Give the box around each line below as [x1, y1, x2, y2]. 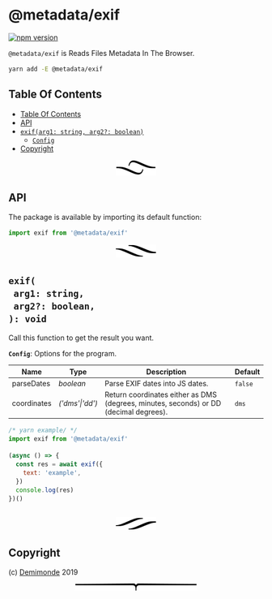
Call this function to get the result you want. [8, 333, 155, 343]
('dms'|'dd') [57, 399, 99, 408]
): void [8, 312, 47, 325]
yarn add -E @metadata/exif [8, 65, 104, 73]
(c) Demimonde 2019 [8, 567, 79, 577]
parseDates [11, 378, 51, 388]
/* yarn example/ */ [8, 426, 79, 434]
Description [146, 367, 187, 377]
